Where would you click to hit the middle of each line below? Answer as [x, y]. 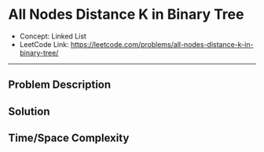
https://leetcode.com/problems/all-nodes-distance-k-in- [162, 44]
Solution [29, 111]
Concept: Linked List [53, 36]
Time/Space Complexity [69, 138]
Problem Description [60, 85]
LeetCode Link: [44, 44]
